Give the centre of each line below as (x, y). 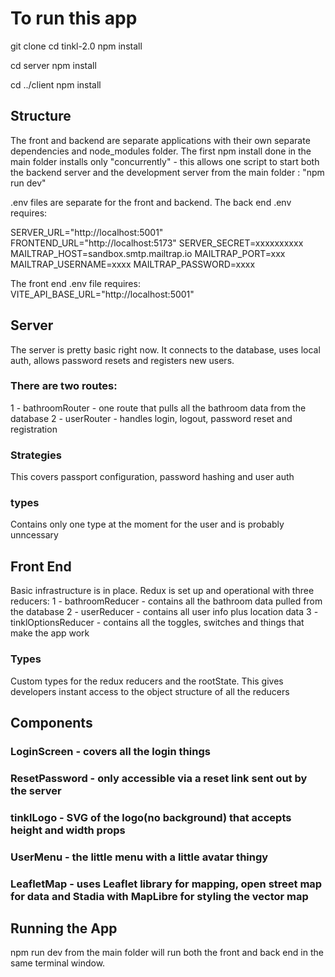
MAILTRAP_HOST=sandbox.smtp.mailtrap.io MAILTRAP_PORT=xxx (148, 253)
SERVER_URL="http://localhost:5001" (87, 232)
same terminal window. (58, 963)
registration (34, 429)
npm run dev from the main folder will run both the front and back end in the (167, 953)
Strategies (36, 455)
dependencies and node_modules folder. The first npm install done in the (161, 151)
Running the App (64, 928)
